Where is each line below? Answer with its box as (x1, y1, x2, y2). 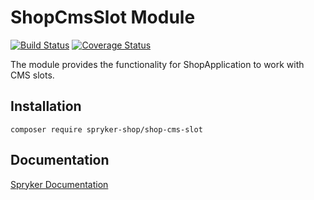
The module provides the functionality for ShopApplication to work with (10, 58, 305, 70)
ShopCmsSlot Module (10, 6, 196, 29)
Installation (10, 98, 82, 115)
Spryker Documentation (10, 178, 109, 190)
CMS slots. (10, 69, 55, 81)
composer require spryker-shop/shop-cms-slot (10, 124, 203, 135)
